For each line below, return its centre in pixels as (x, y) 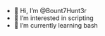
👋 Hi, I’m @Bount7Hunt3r (50, 11)
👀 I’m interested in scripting (54, 18)
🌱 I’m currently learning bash (56, 25)
